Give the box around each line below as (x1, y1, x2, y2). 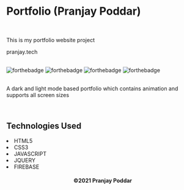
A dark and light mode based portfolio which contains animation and (6, 84, 178, 92)
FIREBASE (14, 163, 40, 170)
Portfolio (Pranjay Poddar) (6, 4, 141, 18)
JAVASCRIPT (14, 150, 47, 157)
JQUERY (14, 156, 35, 164)
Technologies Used (6, 121, 81, 131)
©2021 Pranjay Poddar (73, 177, 133, 185)
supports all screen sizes (6, 91, 69, 98)
